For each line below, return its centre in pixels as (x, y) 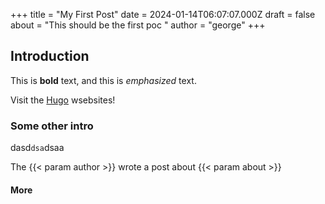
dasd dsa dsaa (37, 148)
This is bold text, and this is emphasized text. (103, 80)
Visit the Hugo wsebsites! (63, 100)
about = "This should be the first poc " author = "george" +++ (138, 25)
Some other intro (52, 126)
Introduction (50, 56)
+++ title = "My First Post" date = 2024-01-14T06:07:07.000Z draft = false (163, 14)
